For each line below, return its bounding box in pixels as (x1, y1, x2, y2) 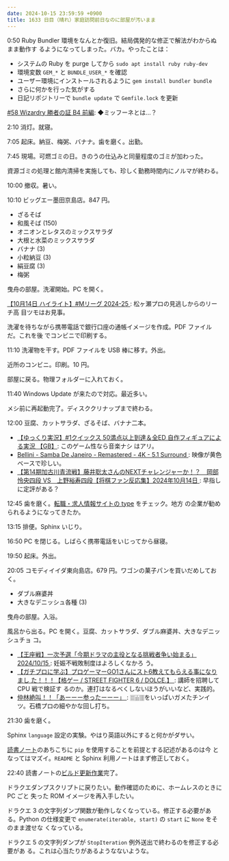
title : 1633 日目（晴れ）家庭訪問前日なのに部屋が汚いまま (7, 16, 156, 23)
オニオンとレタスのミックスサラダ (16, 227, 113, 235)
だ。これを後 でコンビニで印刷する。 (7, 331, 111, 340)
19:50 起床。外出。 (7, 552, 60, 560)
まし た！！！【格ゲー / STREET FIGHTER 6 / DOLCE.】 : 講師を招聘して (16, 676, 220, 684)
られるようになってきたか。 (7, 508, 85, 516)
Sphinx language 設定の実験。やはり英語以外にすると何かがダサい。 (7, 731, 198, 739)
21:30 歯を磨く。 (7, 716, 55, 724)
